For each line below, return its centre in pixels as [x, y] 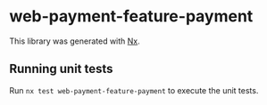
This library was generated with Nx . [75, 41]
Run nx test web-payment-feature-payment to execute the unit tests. [134, 90]
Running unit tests [61, 69]
